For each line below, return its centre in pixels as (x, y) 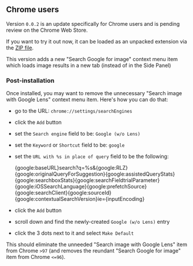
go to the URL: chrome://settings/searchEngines (73, 111)
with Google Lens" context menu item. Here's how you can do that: (87, 100)
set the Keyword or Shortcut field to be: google (70, 145)
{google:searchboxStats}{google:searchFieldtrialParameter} (87, 180)
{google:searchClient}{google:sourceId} (63, 193)
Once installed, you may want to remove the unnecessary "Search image (94, 93)
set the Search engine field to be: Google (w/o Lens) (77, 134)
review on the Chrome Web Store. (47, 30)
